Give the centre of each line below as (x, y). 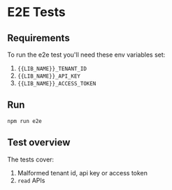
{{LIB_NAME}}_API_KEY (49, 76)
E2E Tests (36, 12)
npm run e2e (24, 121)
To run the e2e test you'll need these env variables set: (86, 54)
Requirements (38, 38)
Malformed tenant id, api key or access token (83, 173)
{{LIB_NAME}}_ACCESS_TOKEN (57, 84)
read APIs (31, 180)
